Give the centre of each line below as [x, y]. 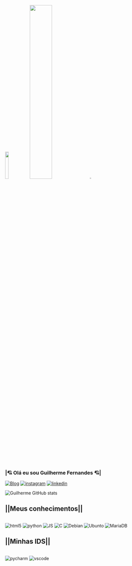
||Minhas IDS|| [28, 541]
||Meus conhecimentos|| [44, 508]
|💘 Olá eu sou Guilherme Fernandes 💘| [53, 473]
